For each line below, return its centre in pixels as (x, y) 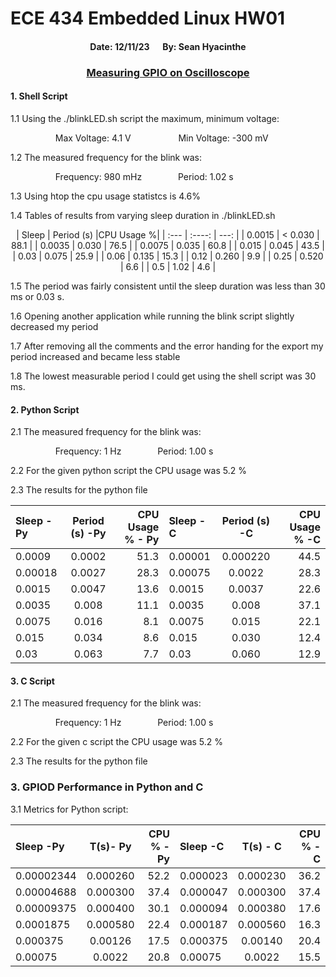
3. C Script (32, 681)
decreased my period (54, 326)
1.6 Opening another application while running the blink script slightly (152, 316)
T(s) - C (261, 846)
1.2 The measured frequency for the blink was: (106, 157)
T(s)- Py (110, 846)
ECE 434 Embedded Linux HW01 (148, 18)
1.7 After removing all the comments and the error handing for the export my (167, 346)
